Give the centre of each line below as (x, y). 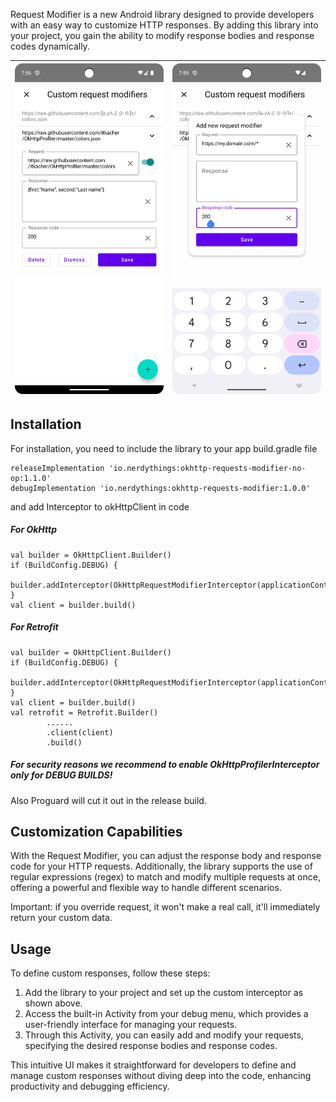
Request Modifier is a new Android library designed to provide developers (162, 14)
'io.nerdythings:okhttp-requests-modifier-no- (207, 468)
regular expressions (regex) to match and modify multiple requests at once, (165, 877)
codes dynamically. (50, 46)
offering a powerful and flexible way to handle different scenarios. (146, 888)
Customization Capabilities (96, 831)
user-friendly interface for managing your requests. (131, 1025)
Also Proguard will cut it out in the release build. (108, 800)
